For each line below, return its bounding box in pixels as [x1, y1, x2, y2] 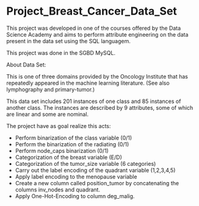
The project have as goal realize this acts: [6, 122, 111, 129]
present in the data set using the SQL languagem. [6, 37, 131, 44]
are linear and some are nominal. [6, 110, 89, 118]
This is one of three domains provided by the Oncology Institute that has [6, 73, 188, 80]
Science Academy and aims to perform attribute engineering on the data [6, 30, 189, 38]
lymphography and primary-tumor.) [6, 85, 95, 93]
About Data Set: [6, 61, 46, 68]
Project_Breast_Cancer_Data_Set [6, 4, 177, 18]
